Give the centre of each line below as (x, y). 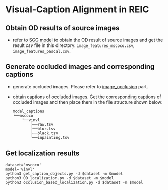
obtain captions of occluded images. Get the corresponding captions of (87, 97)
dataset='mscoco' (23, 165)
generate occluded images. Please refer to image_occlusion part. (80, 86)
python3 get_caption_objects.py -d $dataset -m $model (64, 174)
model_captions (29, 111)
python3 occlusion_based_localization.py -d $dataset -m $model (74, 182)
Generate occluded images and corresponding (80, 67)
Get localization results (42, 153)
